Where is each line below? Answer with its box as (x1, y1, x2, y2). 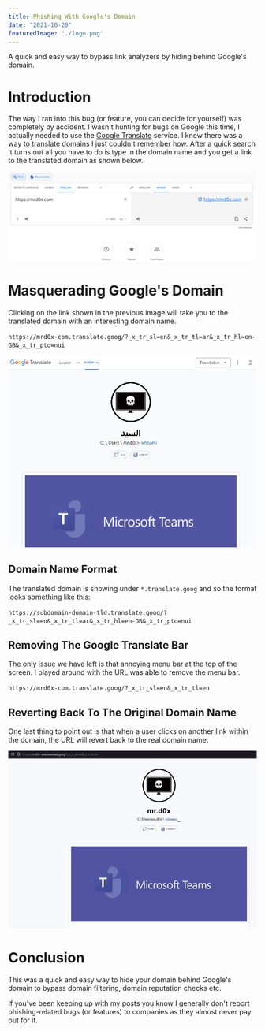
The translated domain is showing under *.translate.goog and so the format (8, 583, 257, 593)
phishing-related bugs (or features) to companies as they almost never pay (8, 1007, 252, 1016)
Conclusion (8, 948, 85, 966)
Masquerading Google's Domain (8, 282, 224, 300)
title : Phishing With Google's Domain (8, 13, 136, 20)
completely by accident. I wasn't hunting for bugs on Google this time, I (8, 122, 241, 132)
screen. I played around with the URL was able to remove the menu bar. (8, 668, 241, 677)
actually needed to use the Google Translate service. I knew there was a (8, 131, 243, 140)
